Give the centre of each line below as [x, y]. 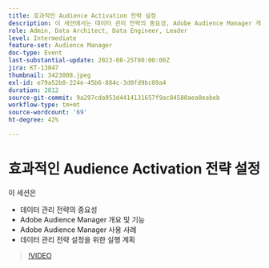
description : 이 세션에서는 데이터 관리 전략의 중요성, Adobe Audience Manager [130, 23]
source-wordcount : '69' [48, 113]
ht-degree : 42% [34, 120]
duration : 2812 [34, 90]
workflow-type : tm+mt [44, 105]
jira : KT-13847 [34, 68]
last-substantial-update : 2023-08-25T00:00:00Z [89, 61]
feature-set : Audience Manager [60, 46]
